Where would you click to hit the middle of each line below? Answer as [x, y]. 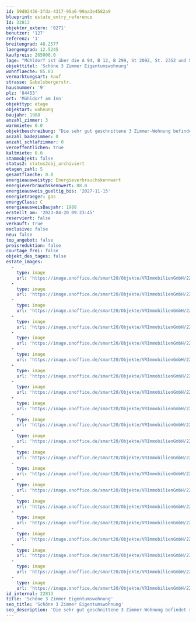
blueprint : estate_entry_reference [49, 17]
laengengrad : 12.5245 [32, 50]
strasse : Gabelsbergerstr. [39, 83]
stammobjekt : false [30, 159]
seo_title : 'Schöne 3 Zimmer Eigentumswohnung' [65, 604]
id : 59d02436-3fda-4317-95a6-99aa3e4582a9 [58, 11]
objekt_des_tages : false [36, 256]
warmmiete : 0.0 [24, 126]
